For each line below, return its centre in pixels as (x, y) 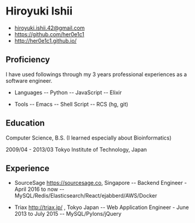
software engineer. (29, 80)
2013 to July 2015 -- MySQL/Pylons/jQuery (68, 214)
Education (25, 123)
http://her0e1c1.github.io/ (45, 40)
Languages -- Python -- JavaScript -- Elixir (68, 92)
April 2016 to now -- (39, 189)
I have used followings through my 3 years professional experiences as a (96, 74)
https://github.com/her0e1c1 (49, 34)
